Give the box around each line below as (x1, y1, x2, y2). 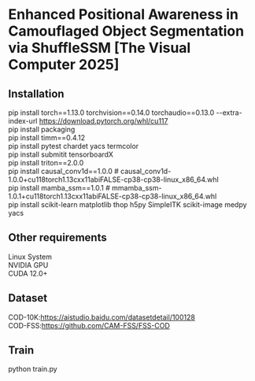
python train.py (8, 364, 57, 374)
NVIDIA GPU (8, 260, 49, 269)
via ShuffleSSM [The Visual (8, 39, 191, 57)
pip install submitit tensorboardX (8, 150, 114, 159)
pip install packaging (8, 124, 76, 134)
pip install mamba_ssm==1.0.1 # (8, 183, 110, 192)
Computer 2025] (8, 56, 120, 74)
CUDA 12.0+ (8, 268, 48, 278)
